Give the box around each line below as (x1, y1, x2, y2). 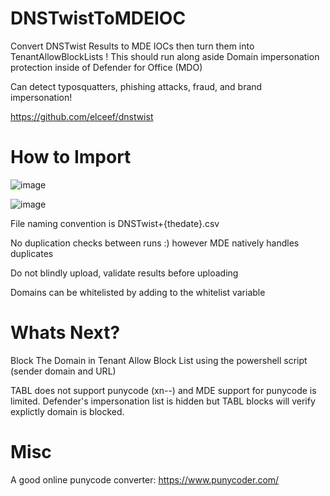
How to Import (10, 146, 132, 169)
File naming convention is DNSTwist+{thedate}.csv (10, 217, 220, 229)
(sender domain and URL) (10, 365, 117, 377)
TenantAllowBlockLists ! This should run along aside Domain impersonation (10, 50, 320, 62)
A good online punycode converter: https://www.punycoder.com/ (10, 473, 280, 486)
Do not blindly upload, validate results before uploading (10, 267, 239, 279)
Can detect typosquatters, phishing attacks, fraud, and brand (10, 80, 263, 92)
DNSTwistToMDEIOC (10, 7, 187, 30)
